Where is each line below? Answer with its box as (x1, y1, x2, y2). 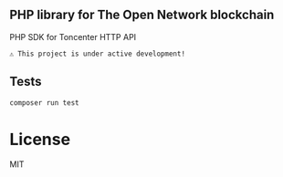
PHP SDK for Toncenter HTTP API (9, 31, 137, 42)
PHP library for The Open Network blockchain (9, 7, 275, 23)
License (9, 129, 71, 150)
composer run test (9, 98, 79, 108)
